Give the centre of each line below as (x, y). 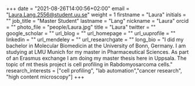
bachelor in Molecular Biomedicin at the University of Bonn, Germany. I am (96, 46)
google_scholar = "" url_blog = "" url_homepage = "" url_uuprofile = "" (91, 33)
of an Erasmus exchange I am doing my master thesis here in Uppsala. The (96, 58)
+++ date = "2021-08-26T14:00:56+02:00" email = (68, 8)
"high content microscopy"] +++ (45, 77)
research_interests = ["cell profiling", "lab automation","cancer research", (94, 70)
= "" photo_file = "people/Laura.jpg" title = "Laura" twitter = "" (81, 27)
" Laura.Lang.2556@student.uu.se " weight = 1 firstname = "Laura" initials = (96, 15)
